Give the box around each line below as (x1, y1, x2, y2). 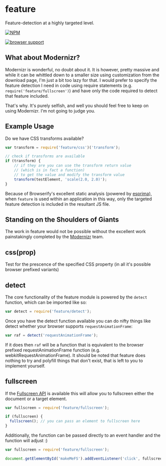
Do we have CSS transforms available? (5, 135, 84, 141)
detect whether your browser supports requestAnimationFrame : (5, 323, 133, 329)
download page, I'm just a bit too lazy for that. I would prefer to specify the (5, 77, 157, 83)
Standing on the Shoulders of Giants (5, 215, 120, 224)
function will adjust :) (5, 438, 48, 444)
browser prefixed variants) (5, 267, 59, 273)
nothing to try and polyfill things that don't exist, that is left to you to (5, 357, 143, 363)
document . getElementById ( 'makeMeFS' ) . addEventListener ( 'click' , (5, 456, 140, 461)
